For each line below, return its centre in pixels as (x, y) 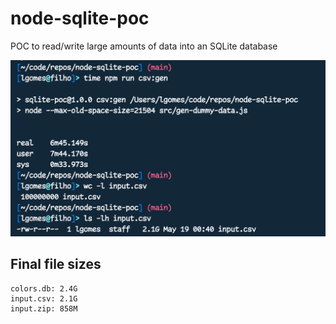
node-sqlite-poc (80, 18)
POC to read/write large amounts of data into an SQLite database (144, 46)
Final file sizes (56, 264)
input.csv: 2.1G (44, 298)
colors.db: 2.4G (44, 288)
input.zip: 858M (44, 308)
